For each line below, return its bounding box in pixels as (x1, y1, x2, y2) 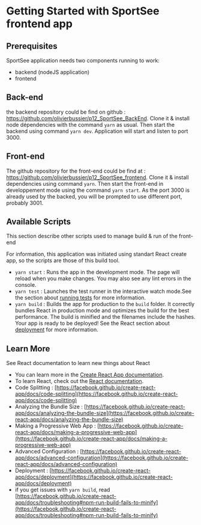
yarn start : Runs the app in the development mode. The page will (14, 269, 180, 276)
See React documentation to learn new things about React (6, 360, 150, 367)
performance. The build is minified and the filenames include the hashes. (14, 313, 196, 321)
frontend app (6, 17, 73, 31)
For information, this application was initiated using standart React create (6, 251, 187, 258)
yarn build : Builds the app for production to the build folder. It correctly (14, 301, 195, 308)
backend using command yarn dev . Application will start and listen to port (6, 127, 188, 135)
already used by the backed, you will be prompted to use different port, (6, 192, 182, 200)
